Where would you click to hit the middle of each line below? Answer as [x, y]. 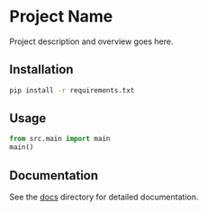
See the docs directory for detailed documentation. [104, 197]
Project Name [61, 17]
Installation [41, 70]
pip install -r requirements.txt [72, 90]
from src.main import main [60, 139]
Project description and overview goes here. [91, 41]
